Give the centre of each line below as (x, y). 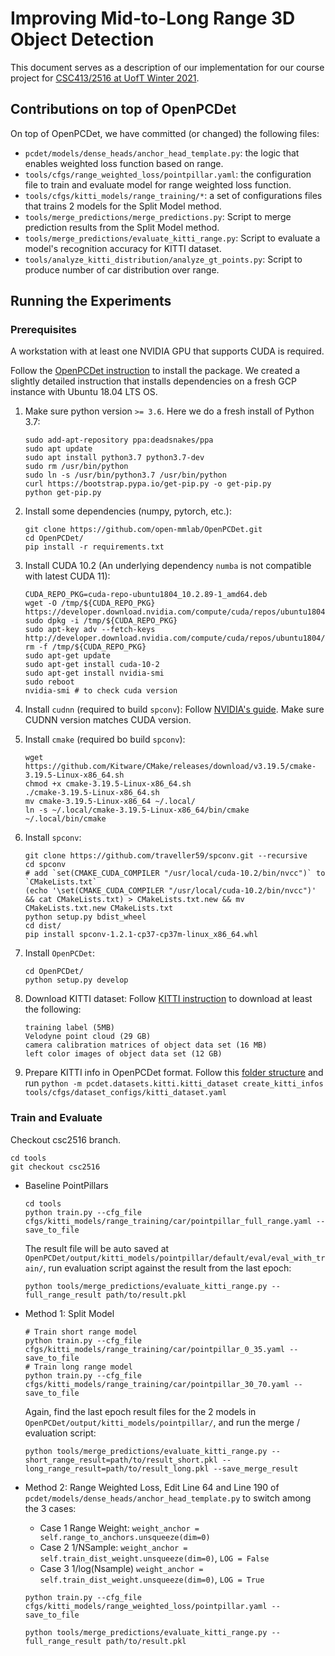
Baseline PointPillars (66, 1185)
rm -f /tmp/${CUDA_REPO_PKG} (85, 647)
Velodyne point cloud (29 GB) (88, 1037)
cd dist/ (43, 926)
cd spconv (45, 865)
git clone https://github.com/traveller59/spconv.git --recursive (166, 856)
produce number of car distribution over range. (122, 269)
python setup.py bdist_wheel (85, 917)
